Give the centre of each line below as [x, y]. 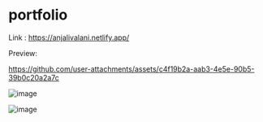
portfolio [38, 15]
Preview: [23, 53]
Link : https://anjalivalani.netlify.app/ [69, 37]
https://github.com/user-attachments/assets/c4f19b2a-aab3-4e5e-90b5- [131, 69]
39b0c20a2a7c [34, 77]
